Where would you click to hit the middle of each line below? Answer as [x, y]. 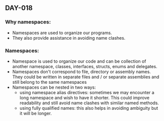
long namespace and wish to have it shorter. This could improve [84, 97]
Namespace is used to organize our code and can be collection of [79, 61]
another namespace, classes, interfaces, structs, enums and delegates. [85, 66]
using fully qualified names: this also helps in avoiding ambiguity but [89, 108]
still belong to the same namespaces [49, 82]
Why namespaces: [28, 22]
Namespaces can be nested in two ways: [54, 87]
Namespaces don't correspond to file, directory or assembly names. [82, 72]
